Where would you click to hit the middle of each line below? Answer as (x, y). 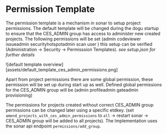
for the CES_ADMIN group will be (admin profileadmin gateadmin (72, 90)
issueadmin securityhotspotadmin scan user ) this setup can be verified (79, 44)
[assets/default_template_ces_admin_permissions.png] (62, 69)
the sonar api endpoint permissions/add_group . (53, 126)
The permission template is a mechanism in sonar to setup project (73, 23)
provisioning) (19, 95)
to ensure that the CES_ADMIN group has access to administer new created (83, 33)
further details (20, 55)
